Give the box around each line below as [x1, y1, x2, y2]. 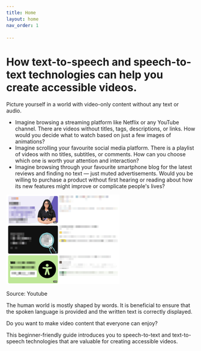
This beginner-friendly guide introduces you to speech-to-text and [6, 331, 171, 338]
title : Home [6, 10, 36, 16]
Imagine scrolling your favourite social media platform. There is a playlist [14, 144, 194, 151]
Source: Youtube [6, 290, 48, 297]
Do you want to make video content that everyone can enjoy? [6, 319, 158, 327]
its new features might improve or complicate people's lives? [14, 183, 165, 190]
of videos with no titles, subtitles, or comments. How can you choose [14, 151, 186, 158]
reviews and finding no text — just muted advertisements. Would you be [14, 170, 193, 177]
